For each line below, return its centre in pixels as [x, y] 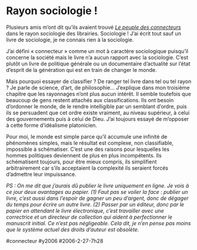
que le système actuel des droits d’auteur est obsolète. [73, 229]
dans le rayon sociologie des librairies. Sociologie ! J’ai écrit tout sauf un [94, 33]
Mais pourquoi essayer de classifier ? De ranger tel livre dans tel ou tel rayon [99, 81]
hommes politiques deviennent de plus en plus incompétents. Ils [84, 155]
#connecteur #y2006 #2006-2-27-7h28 [55, 241]
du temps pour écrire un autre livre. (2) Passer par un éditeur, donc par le [95, 204]
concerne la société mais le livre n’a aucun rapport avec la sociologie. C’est [97, 57]
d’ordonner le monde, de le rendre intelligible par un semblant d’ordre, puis [96, 106]
